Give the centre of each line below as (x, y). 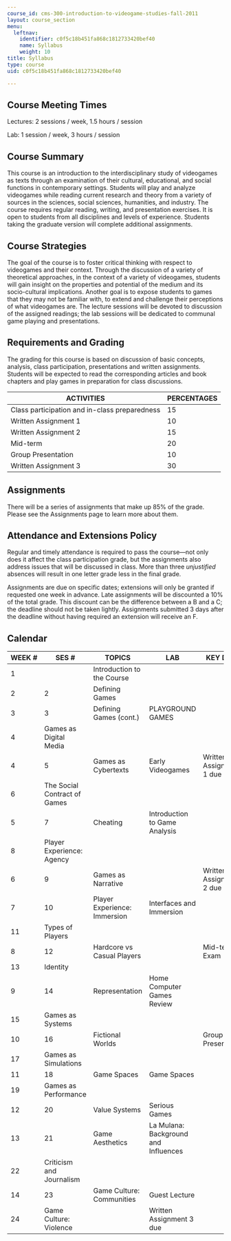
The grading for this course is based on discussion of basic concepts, (106, 359)
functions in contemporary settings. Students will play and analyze (101, 188)
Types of (58, 928)
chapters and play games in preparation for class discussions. (95, 381)
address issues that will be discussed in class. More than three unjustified (112, 567)
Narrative (108, 884)
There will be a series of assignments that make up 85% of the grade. (106, 507)
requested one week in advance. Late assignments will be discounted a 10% (115, 595)
